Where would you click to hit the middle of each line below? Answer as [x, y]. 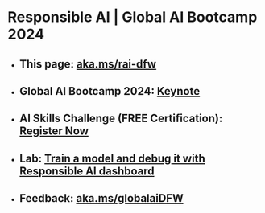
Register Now [54, 131]
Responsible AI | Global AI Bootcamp [132, 17]
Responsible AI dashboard [87, 171]
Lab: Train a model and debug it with [112, 158]
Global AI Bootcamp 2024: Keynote [110, 91]
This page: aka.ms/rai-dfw [88, 64]
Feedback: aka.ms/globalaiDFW [101, 198]
